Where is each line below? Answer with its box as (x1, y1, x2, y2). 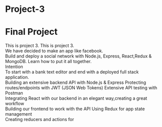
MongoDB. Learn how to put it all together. (5, 59, 92, 64)
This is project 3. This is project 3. (5, 43, 74, 49)
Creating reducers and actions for (5, 117, 74, 123)
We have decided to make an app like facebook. (5, 48, 103, 54)
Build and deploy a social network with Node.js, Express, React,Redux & (5, 53, 152, 59)
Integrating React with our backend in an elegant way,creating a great (5, 95, 148, 101)
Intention (5, 63, 23, 70)
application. (5, 74, 29, 80)
